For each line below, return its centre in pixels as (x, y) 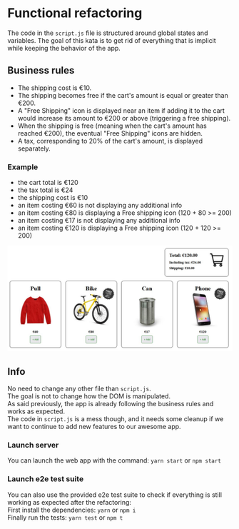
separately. (34, 148)
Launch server (33, 445)
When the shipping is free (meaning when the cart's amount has (112, 126)
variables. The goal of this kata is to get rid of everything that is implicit (112, 40)
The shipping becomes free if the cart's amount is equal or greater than (123, 95)
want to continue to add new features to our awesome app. (94, 427)
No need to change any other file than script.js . (79, 389)
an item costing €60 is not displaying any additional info (100, 206)
